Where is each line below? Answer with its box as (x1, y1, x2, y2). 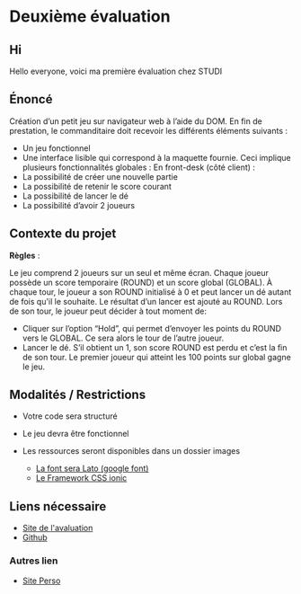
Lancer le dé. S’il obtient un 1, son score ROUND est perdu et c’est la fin (22, 341, 288, 352)
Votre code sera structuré (22, 411, 119, 421)
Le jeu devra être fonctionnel (22, 429, 129, 439)
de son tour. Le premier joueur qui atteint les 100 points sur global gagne (22, 351, 292, 362)
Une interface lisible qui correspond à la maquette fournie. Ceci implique (22, 152, 291, 163)
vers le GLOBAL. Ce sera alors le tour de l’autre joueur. (22, 332, 225, 343)
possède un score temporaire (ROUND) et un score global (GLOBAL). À (9, 277, 273, 288)
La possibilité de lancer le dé (22, 191, 128, 201)
